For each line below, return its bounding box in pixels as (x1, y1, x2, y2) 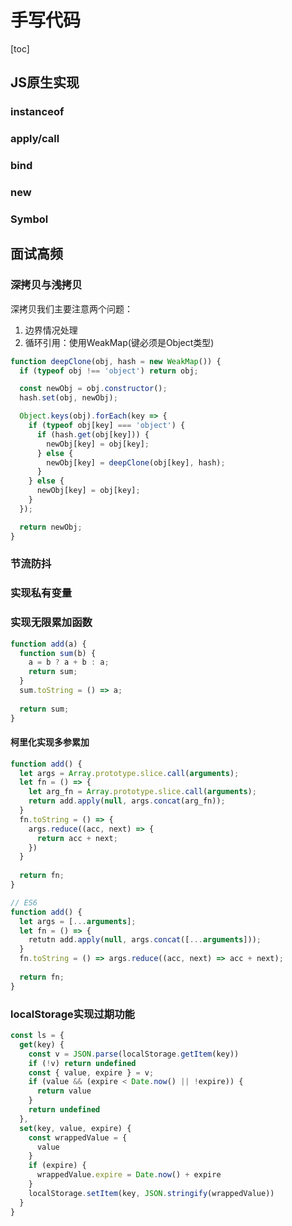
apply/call (10, 132, 60, 146)
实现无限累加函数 (10, 616, 93, 630)
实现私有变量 (10, 586, 73, 600)
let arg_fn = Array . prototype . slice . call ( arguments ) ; (28, 787, 257, 797)
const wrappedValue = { (28, 1132, 128, 1143)
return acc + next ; (36, 833, 118, 843)
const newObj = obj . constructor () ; (19, 384, 168, 394)
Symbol (10, 212, 49, 226)
